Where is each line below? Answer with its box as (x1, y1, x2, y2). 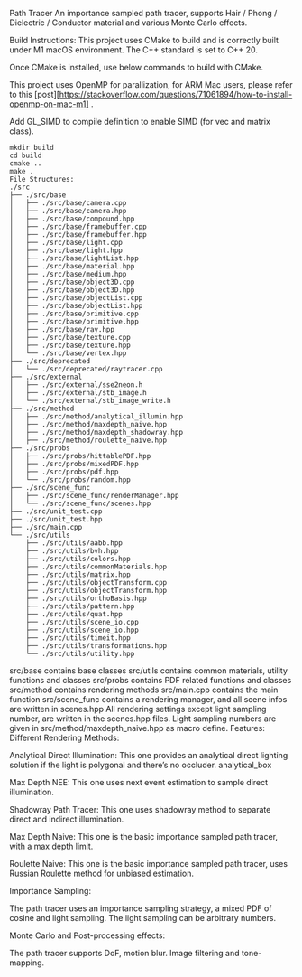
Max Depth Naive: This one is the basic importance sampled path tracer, (9, 831, 278, 841)
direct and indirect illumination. (9, 813, 124, 824)
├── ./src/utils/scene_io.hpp (25, 625, 140, 634)
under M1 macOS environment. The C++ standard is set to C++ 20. (9, 44, 259, 55)
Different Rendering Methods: (9, 732, 120, 743)
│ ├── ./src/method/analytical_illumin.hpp (9, 412, 183, 421)
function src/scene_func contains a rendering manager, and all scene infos (9, 694, 288, 704)
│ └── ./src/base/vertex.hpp (9, 349, 127, 358)
